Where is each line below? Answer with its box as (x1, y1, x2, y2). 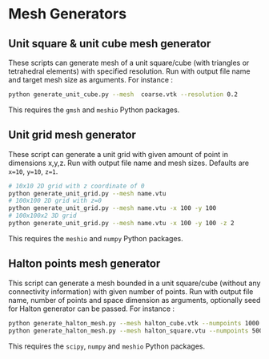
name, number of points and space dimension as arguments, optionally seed (8, 295, 261, 305)
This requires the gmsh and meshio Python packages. (8, 105, 180, 115)
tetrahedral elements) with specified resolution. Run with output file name (8, 67, 251, 76)
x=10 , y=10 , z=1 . (8, 166, 58, 176)
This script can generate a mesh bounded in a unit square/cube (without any (8, 278, 261, 288)
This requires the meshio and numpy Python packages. (8, 233, 184, 243)
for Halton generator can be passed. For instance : (8, 304, 175, 313)
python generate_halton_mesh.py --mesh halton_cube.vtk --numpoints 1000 (8, 319, 260, 327)
